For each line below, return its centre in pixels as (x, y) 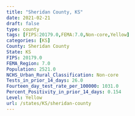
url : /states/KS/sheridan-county (49, 103)
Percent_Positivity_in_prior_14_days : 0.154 (64, 92)
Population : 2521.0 (31, 69)
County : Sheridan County (38, 47)
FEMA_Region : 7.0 (28, 63)
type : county (23, 29)
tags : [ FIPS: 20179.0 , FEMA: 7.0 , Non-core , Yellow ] (68, 35)
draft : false (23, 23)
